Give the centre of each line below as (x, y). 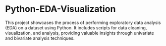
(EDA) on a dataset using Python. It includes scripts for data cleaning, (76, 27)
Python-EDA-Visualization (60, 9)
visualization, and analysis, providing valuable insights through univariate (80, 33)
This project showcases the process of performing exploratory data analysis (83, 23)
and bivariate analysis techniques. (40, 38)
